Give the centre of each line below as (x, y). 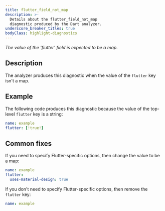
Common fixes (28, 143)
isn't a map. (17, 80)
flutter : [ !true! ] (24, 128)
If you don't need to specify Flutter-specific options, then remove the (76, 189)
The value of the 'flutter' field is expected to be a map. (61, 47)
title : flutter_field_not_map (37, 10)
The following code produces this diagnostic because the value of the (77, 109)
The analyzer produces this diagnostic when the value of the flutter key (81, 75)
